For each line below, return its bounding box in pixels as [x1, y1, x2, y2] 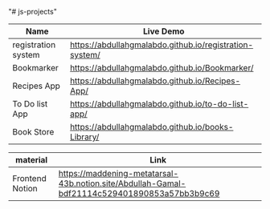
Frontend [12, 173, 47, 183]
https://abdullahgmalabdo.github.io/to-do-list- [69, 98, 249, 109]
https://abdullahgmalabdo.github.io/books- [69, 122, 234, 132]
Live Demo [143, 26, 185, 37]
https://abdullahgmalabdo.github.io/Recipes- [69, 75, 241, 86]
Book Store [12, 127, 55, 137]
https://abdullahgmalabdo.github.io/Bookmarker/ [69, 62, 254, 73]
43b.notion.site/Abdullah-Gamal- [58, 178, 186, 189]
